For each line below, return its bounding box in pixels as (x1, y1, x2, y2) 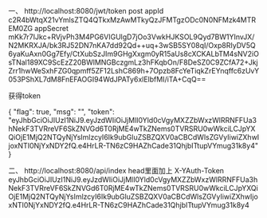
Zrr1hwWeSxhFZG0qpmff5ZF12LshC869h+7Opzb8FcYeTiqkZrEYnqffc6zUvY (8, 66, 260, 75)
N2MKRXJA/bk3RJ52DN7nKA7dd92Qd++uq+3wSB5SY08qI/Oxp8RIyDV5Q (8, 41, 257, 50)
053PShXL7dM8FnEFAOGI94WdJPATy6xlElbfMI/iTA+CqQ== (8, 74, 206, 84)
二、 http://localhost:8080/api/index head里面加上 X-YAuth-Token (8, 166, 225, 175)
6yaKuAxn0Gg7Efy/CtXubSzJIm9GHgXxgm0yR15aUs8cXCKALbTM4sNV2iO (8, 50, 259, 58)
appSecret (34, 24, 69, 33)
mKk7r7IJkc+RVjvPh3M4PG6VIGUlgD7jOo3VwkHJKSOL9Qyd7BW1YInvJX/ (8, 32, 255, 42)
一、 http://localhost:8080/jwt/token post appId (8, 6, 164, 15)
